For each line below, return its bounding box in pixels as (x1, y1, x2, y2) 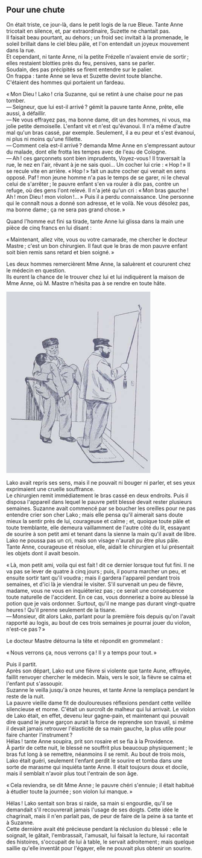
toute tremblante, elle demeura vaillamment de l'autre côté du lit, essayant (6, 524, 191, 531)
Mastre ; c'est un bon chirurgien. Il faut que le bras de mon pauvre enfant (6, 242, 188, 250)
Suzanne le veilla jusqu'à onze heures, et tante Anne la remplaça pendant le (6, 686, 195, 694)
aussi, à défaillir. (6, 109, 46, 117)
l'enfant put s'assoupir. (6, 680, 63, 687)
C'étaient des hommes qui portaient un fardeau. (6, 79, 125, 86)
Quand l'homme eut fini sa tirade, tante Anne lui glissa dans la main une (6, 218, 184, 225)
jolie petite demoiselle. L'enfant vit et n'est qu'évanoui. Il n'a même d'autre (6, 122, 191, 129)
